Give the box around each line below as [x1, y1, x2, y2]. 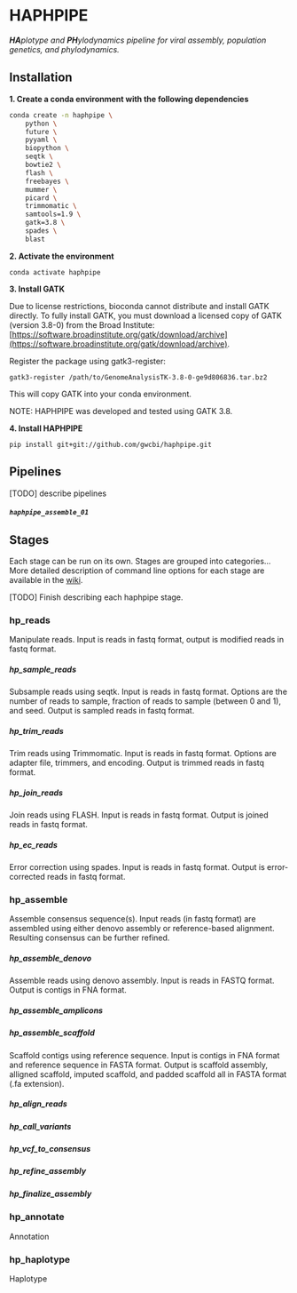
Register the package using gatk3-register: [9, 355, 167, 366]
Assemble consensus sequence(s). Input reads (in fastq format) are [9, 914, 256, 924]
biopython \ [25, 144, 69, 153]
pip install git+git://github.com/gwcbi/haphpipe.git [9, 440, 213, 449]
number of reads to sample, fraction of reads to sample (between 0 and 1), [9, 696, 282, 706]
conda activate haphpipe [9, 267, 101, 276]
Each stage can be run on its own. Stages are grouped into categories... [9, 555, 271, 566]
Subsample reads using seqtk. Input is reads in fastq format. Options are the [9, 686, 288, 698]
